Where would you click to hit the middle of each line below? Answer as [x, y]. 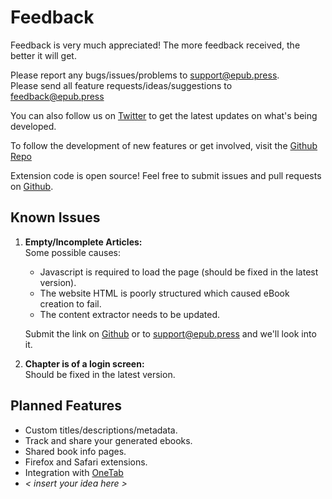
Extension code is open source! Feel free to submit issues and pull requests [166, 175]
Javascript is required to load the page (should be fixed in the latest [179, 272]
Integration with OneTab [74, 472]
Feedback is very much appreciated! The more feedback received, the [155, 45]
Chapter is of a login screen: [84, 363]
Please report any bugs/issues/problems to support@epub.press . [145, 75]
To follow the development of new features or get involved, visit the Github [164, 145]
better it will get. [43, 55]
